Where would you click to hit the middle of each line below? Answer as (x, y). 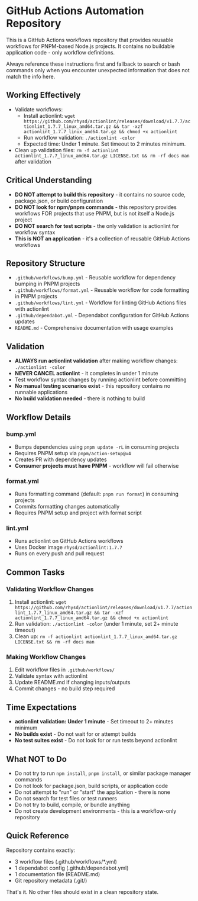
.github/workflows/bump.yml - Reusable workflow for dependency (95, 278)
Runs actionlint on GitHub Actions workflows (69, 541)
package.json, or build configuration (59, 201)
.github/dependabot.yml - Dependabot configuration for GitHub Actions (102, 316)
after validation (33, 162)
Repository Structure (46, 263)
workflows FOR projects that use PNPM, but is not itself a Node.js (94, 213)
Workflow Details (38, 417)
